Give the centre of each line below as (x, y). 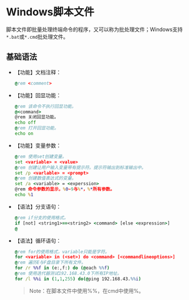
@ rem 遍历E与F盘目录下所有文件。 (50, 262)
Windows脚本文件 (50, 12)
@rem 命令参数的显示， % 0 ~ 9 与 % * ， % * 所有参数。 (65, 189)
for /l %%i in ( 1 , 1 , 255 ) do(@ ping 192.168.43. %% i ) (78, 279)
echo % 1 (24, 195)
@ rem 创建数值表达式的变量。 (45, 178)
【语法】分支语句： (38, 206)
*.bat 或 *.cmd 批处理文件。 (37, 36)
